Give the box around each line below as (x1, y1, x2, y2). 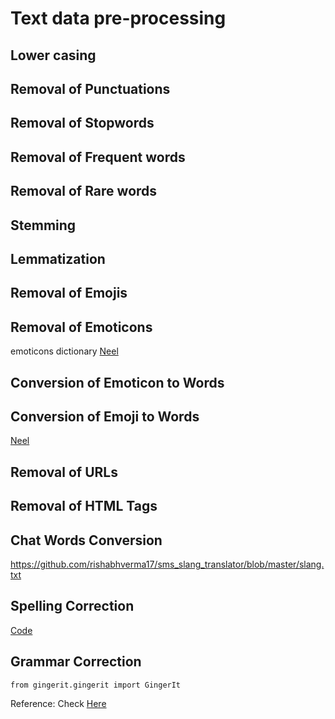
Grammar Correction (10, 653, 142, 671)
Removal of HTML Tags (10, 498, 158, 515)
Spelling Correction (10, 598, 135, 615)
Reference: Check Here (10, 697, 107, 709)
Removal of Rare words (10, 183, 158, 200)
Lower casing (10, 47, 97, 64)
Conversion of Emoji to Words (10, 408, 200, 425)
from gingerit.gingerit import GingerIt (10, 680, 182, 690)
